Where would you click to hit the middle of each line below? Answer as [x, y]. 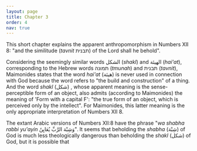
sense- [159, 87]
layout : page [22, 11]
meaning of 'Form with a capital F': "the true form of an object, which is [92, 99]
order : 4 [17, 22]
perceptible [20, 93]
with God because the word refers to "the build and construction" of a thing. [98, 81]
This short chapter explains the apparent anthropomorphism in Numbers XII [97, 44]
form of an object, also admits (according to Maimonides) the [109, 93]
